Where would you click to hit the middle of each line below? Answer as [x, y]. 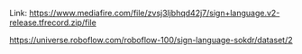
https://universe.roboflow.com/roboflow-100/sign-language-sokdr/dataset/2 [151, 40]
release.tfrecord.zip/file [53, 22]
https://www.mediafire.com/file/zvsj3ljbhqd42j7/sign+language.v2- [155, 13]
